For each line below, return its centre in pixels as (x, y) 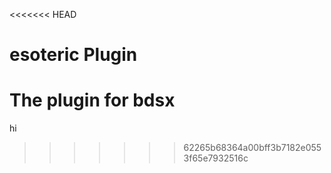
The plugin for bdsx (92, 100)
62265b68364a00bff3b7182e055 (252, 148)
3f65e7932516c (216, 158)
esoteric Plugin (73, 55)
